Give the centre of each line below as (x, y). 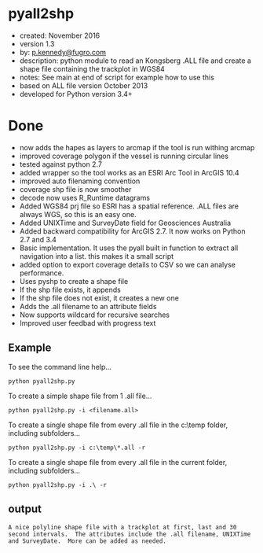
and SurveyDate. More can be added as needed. (88, 541)
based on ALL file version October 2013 (84, 85)
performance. (42, 273)
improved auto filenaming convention (80, 181)
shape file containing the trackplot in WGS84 (92, 68)
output (25, 509)
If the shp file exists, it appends (70, 289)
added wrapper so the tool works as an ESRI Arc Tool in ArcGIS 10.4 (129, 172)
